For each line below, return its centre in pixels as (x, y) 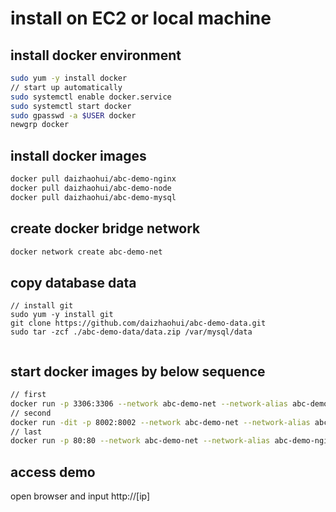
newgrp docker (40, 125)
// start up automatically (66, 87)
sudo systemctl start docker (71, 106)
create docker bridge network (105, 228)
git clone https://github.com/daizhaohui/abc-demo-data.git (138, 323)
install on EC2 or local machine (141, 18)
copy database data (73, 282)
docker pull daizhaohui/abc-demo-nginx (93, 179)
